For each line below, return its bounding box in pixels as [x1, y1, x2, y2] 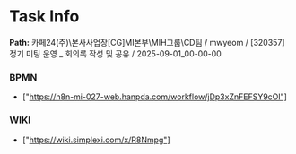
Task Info [9, 6, 80, 27]
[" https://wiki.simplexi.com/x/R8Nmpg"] [22, 134, 170, 145]
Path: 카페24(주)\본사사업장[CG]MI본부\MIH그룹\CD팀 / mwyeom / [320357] [9, 37, 285, 47]
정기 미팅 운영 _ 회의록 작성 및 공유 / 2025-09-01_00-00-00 [9, 47, 222, 59]
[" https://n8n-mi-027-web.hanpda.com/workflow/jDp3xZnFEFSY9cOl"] [22, 91, 287, 102]
